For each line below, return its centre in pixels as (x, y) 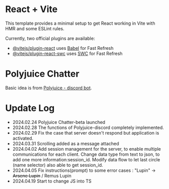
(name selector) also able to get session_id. (58, 165)
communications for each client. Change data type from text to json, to (86, 154)
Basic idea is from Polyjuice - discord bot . (49, 88)
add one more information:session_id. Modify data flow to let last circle (86, 159)
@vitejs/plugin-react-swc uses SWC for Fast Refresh (67, 53)
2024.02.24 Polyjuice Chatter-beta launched (59, 122)
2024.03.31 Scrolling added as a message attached (66, 143)
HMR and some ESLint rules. (35, 28)
